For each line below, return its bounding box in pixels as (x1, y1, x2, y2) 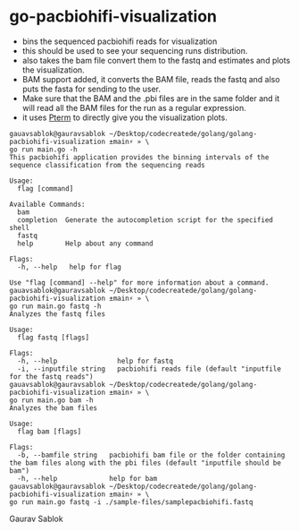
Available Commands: (9, 200, 87, 209)
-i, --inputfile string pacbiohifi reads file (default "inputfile (17, 364, 281, 373)
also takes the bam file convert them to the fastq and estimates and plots (21, 55, 291, 65)
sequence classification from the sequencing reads (9, 160, 205, 169)
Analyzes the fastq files (9, 309, 105, 319)
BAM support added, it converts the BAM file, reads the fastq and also (21, 73, 280, 84)
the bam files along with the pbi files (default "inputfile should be (9, 458, 281, 467)
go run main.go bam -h (9, 396, 94, 405)
